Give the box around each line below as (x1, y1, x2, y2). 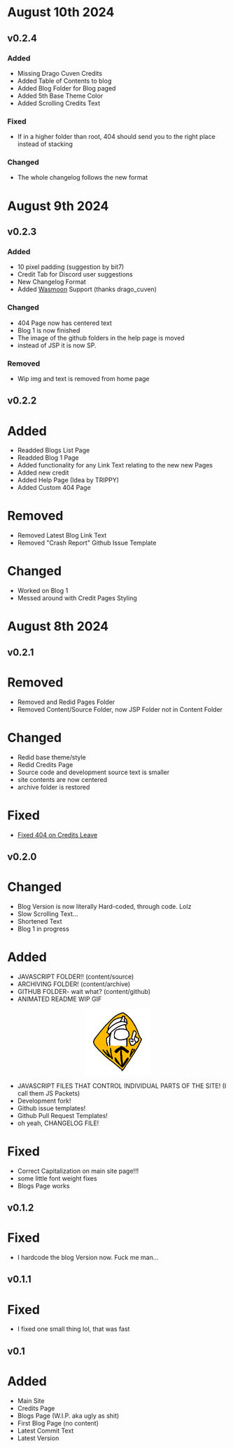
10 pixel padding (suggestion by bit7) (17, 263, 125, 271)
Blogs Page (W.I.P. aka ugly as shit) (17, 1412, 120, 1420)
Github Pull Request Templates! (17, 1111, 108, 1120)
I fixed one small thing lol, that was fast (17, 1324, 130, 1334)
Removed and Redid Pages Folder (17, 698, 115, 706)
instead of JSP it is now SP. (17, 341, 97, 350)
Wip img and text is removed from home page (17, 374, 150, 383)
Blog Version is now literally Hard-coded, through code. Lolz (17, 902, 192, 910)
